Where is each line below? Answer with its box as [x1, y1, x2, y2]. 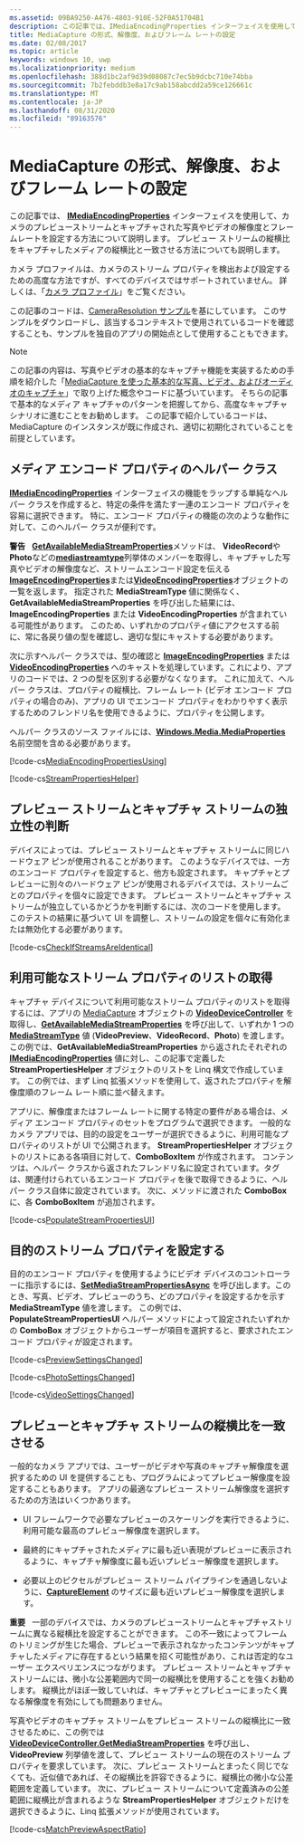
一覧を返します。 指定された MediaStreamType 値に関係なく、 [9, 586, 244, 597]
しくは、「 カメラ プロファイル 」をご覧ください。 [9, 286, 190, 297]
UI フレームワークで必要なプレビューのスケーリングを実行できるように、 [22, 1514, 294, 1525]
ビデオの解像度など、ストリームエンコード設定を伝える [24, 563, 231, 574]
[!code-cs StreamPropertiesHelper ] [9, 773, 139, 784]
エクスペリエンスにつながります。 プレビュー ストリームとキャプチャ [34, 1662, 291, 1673]
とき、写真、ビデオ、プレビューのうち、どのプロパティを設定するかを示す [9, 1291, 286, 1302]
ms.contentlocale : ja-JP [9, 97, 103, 107]
